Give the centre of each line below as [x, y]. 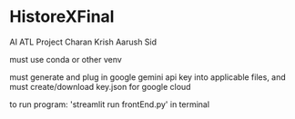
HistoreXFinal [62, 17]
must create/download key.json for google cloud [100, 86]
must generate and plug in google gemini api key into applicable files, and [148, 77]
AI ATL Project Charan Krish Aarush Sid [83, 42]
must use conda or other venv [66, 59]
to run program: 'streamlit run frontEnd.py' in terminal [110, 104]
